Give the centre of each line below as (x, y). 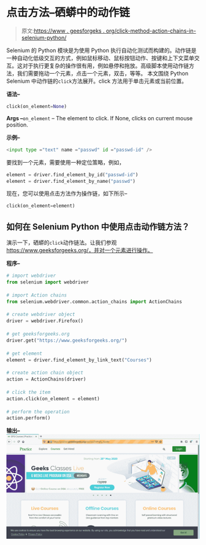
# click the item (29, 392)
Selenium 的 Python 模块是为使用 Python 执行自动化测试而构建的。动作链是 (101, 50)
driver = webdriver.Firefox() (45, 321)
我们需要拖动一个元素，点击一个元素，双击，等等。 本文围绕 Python (103, 73)
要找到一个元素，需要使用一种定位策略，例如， (65, 162)
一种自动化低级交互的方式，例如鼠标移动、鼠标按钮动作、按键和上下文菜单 (100, 58)
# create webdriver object (41, 315)
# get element (25, 354)
